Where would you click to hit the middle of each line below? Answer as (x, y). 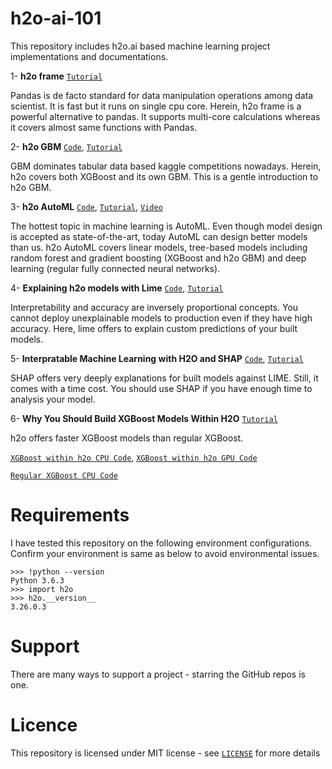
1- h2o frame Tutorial (56, 76)
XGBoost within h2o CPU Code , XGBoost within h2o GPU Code (134, 457)
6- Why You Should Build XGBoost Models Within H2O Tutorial (144, 418)
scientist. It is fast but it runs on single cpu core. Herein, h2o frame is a (156, 106)
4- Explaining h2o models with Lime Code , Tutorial (117, 288)
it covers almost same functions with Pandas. (104, 127)
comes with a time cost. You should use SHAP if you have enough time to (161, 388)
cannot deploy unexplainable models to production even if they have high (161, 318)
